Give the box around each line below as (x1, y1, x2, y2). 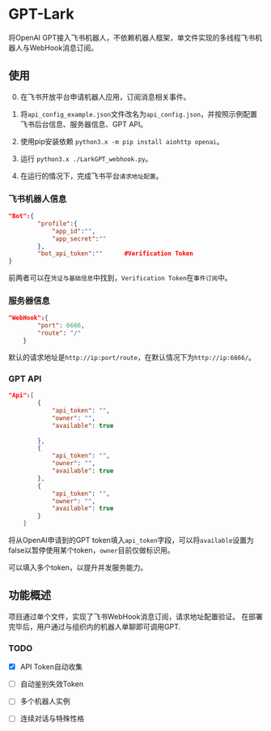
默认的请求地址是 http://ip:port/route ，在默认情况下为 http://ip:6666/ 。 (8, 352, 256, 361)
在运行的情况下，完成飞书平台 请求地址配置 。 (19, 171, 163, 181)
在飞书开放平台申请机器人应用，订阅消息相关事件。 (19, 92, 191, 101)
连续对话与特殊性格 (19, 714, 85, 724)
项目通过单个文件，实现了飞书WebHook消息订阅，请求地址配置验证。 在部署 (8, 611, 263, 621)
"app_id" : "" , (51, 227, 95, 235)
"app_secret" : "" (51, 234, 107, 243)
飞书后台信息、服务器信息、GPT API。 (19, 119, 148, 129)
